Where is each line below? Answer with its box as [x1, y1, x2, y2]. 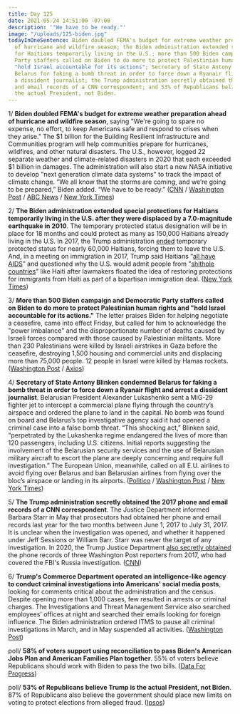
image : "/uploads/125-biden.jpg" [8, 30, 108, 38]
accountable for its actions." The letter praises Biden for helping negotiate [8, 311, 229, 320]
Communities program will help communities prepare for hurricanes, [8, 140, 209, 148]
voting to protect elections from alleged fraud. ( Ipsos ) [8, 698, 166, 707]
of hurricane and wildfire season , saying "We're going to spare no [8, 117, 205, 125]
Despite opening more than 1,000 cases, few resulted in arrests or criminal [8, 595, 226, 604]
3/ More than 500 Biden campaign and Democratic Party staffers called [8, 296, 224, 305]
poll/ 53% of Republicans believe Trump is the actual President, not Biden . [8, 683, 232, 692]
